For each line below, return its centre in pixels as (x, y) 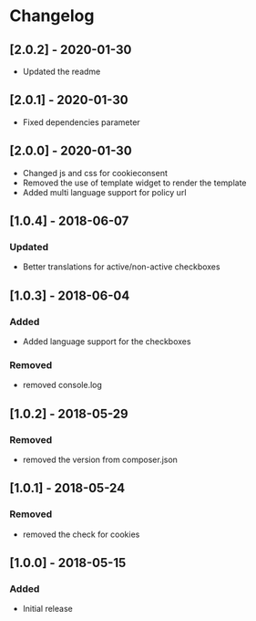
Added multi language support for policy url (104, 192)
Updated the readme (61, 71)
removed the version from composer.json (100, 459)
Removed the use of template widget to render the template (135, 183)
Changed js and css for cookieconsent (95, 173)
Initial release (47, 609)
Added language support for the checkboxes (107, 342)
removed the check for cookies (81, 534)
